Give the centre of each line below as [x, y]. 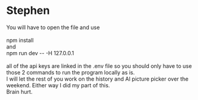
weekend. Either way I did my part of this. [58, 85]
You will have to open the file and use [53, 27]
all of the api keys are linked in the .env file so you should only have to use [99, 66]
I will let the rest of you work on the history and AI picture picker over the [97, 79]
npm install [20, 40]
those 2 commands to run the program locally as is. [71, 72]
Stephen [28, 11]
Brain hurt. [19, 92]
